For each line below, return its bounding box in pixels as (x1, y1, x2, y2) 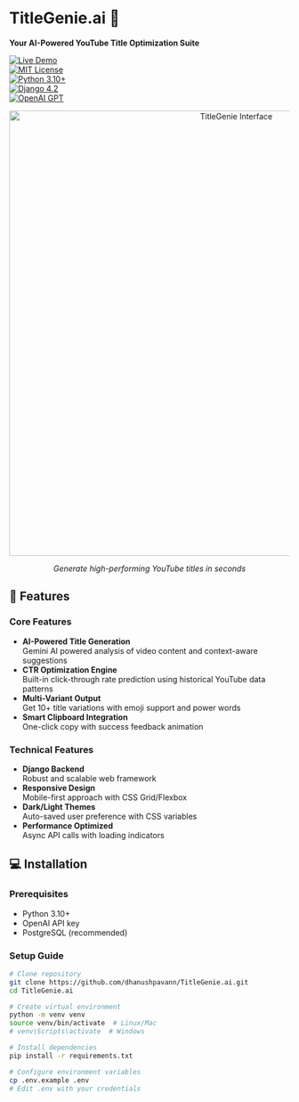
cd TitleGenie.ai (9, 986, 74, 995)
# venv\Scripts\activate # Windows (9, 1027, 145, 1036)
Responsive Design (21, 782, 96, 793)
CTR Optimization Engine (21, 664, 117, 675)
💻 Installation (9, 857, 88, 872)
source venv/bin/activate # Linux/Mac (9, 1019, 158, 1028)
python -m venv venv (9, 1010, 86, 1019)
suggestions (21, 655, 69, 665)
